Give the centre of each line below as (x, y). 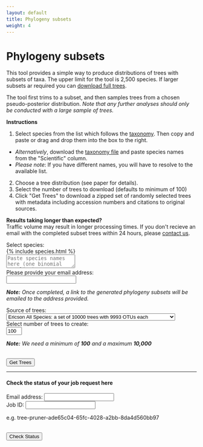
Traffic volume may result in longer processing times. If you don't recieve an (101, 227)
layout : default (27, 13)
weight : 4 (19, 25)
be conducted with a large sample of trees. (60, 110)
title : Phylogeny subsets (39, 19)
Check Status (24, 436)
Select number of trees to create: (47, 324)
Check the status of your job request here (60, 383)
